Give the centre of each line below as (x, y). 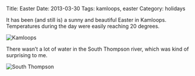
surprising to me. (27, 55)
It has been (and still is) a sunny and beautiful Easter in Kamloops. (86, 20)
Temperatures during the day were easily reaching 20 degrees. (83, 26)
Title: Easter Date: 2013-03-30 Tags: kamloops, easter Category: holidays (96, 9)
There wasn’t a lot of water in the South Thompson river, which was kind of (97, 49)
